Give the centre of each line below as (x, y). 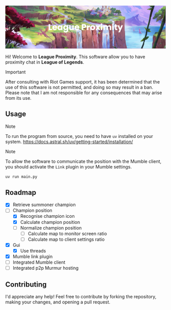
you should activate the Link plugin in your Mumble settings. (69, 166)
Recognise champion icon (47, 216)
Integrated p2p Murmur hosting (46, 268)
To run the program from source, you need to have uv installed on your (79, 136)
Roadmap (21, 192)
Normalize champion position (51, 228)
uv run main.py (21, 177)
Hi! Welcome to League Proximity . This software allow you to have (75, 57)
